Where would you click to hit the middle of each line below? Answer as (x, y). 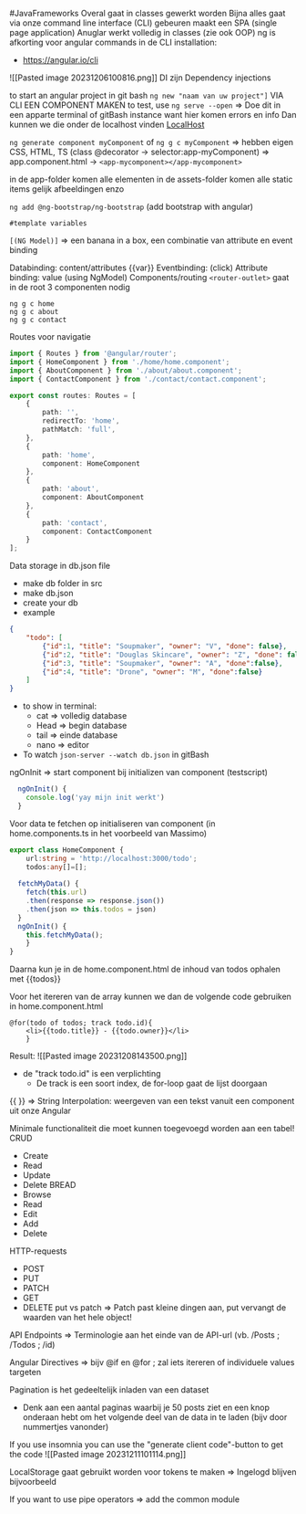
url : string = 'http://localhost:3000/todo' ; (112, 858)
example (39, 613)
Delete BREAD (49, 1185)
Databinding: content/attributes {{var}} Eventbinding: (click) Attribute (139, 268)
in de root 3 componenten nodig (70, 287)
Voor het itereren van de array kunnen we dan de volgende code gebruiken (150, 997)
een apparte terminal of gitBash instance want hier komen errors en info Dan (153, 115)
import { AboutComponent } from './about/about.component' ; (126, 370)
